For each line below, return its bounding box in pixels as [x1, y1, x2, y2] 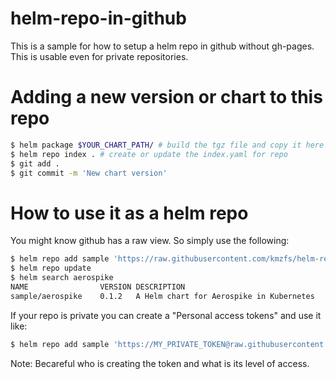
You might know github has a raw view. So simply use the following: [10, 235, 290, 247]
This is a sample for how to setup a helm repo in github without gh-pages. [10, 40, 315, 52]
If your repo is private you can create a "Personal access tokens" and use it [10, 309, 322, 321]
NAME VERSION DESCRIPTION [10, 282, 186, 292]
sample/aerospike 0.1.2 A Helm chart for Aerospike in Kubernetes [10, 291, 315, 301]
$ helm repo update [10, 263, 92, 274]
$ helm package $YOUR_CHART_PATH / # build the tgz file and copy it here [10, 140, 325, 150]
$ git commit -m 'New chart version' [10, 168, 168, 178]
